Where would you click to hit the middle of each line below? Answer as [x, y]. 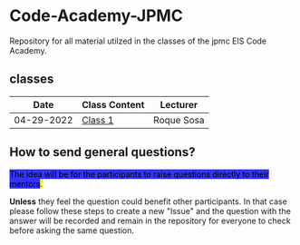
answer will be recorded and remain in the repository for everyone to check [150, 220]
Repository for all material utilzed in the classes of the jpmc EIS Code [138, 41]
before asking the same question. [72, 230]
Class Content [113, 104]
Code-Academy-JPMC [96, 16]
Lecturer [179, 104]
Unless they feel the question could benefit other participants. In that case [148, 201]
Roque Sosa [179, 120]
